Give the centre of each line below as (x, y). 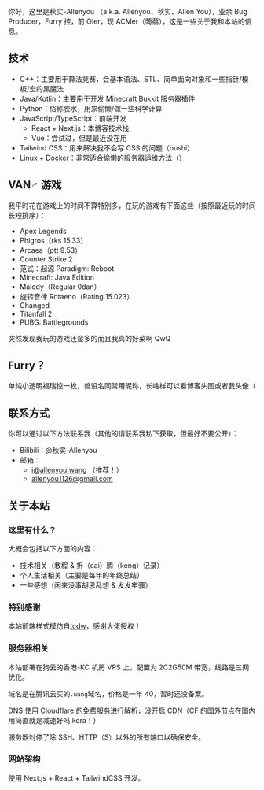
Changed (34, 305)
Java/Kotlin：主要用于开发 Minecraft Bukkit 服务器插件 (107, 98)
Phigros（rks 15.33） (53, 240)
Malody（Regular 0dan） (60, 287)
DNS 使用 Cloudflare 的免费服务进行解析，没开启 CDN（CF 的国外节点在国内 (132, 710)
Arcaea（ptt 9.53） (51, 250)
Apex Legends (43, 231)
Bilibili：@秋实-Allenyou (58, 451)
